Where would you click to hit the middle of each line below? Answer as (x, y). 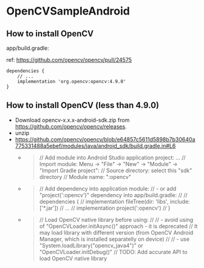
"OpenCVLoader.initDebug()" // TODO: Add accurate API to (113, 252)
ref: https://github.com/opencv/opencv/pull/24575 (69, 60)
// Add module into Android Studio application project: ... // (113, 157)
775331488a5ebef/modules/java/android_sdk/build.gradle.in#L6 (95, 146)
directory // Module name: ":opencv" (85, 176)
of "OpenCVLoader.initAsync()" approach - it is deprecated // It (118, 226)
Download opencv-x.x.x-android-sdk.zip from (72, 120)
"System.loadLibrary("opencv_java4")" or (91, 245)
